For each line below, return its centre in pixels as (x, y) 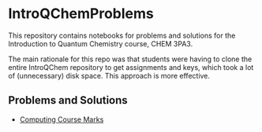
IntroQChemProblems (81, 14)
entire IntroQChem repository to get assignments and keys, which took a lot (131, 67)
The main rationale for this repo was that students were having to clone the (130, 59)
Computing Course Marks (62, 119)
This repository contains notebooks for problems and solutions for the (122, 35)
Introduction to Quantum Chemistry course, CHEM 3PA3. (101, 43)
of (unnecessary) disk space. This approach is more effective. (109, 75)
